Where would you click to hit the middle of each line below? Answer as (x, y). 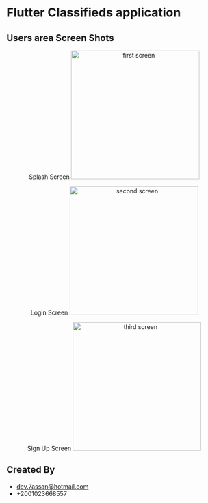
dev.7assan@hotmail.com (52, 486)
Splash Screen (49, 177)
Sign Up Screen (49, 448)
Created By (31, 470)
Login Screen (49, 312)
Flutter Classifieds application (94, 13)
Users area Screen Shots (60, 38)
